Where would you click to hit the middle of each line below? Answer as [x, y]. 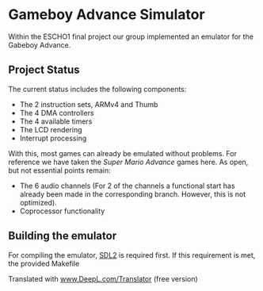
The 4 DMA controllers [57, 113]
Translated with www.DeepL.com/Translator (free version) [103, 278]
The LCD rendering [51, 129]
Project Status [44, 70]
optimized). [38, 202]
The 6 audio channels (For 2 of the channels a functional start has [127, 186]
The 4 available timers [56, 121]
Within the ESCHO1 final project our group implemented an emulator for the [131, 36]
